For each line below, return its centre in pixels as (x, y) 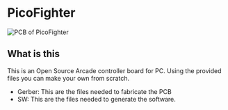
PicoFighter (41, 13)
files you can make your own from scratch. (68, 78)
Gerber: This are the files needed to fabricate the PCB (94, 91)
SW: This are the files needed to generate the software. (96, 99)
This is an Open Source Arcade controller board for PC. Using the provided (114, 70)
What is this (34, 54)
